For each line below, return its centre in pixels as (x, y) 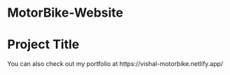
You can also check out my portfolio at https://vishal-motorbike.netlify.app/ (115, 64)
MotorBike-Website (65, 13)
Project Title (43, 45)
